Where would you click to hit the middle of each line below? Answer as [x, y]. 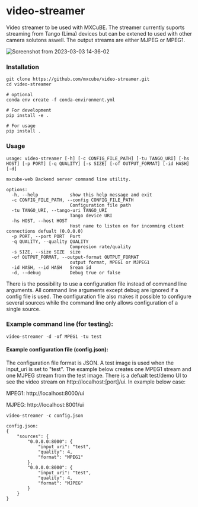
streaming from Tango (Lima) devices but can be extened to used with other [99, 33]
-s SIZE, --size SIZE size [46, 252]
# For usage [21, 126]
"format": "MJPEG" [60, 483]
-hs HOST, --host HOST [39, 221]
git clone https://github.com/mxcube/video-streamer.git [78, 79]
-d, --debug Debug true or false [66, 272]
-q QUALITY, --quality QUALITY [50, 242]
